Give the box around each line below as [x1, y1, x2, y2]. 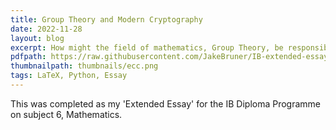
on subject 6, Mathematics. [10, 108, 123, 120]
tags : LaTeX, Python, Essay [10, 71, 128, 81]
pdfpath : [10, 52, 47, 62]
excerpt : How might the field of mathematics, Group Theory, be [10, 42, 284, 53]
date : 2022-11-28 [10, 24, 83, 34]
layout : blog [10, 33, 65, 43]
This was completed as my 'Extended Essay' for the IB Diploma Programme [10, 97, 322, 110]
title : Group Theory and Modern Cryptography [10, 14, 203, 25]
